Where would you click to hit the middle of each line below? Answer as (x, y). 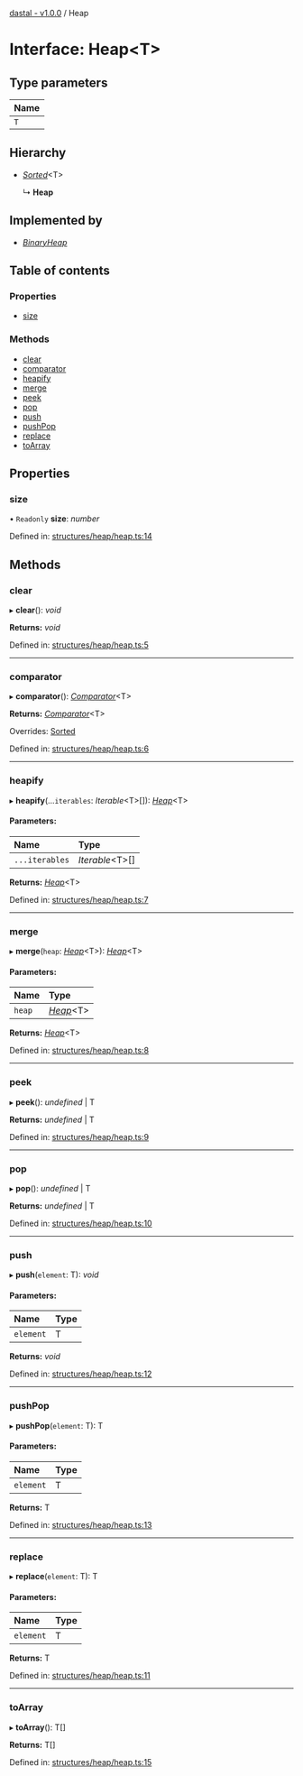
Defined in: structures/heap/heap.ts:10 (81, 1223)
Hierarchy (38, 153)
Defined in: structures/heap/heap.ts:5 (79, 645)
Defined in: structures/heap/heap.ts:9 (79, 1136)
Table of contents (60, 271)
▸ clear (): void (35, 610)
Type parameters (59, 83)
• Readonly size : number (55, 519)
